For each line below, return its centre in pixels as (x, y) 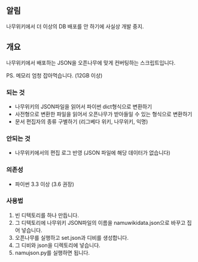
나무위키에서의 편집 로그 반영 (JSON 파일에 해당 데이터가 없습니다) (92, 153)
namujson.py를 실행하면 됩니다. (52, 252)
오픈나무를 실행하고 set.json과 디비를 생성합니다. (72, 237)
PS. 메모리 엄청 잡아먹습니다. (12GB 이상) (54, 75)
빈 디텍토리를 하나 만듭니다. (47, 215)
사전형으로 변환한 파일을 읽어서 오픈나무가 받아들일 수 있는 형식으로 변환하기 (103, 114)
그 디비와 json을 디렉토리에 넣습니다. (57, 245)
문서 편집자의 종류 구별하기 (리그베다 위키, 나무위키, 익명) (81, 121)
